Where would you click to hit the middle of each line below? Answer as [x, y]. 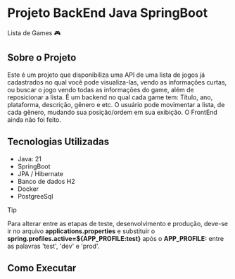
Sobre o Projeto [42, 58]
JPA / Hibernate [40, 173]
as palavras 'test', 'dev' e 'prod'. [53, 246]
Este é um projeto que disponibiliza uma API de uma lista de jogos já [106, 75]
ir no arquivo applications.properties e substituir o [81, 231]
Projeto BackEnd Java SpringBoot [108, 13]
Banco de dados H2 [46, 181]
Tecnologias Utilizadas [58, 142]
